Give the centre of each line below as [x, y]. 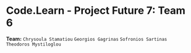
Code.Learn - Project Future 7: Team [96, 11]
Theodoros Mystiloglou [34, 44]
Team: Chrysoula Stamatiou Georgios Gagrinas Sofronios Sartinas [87, 39]
